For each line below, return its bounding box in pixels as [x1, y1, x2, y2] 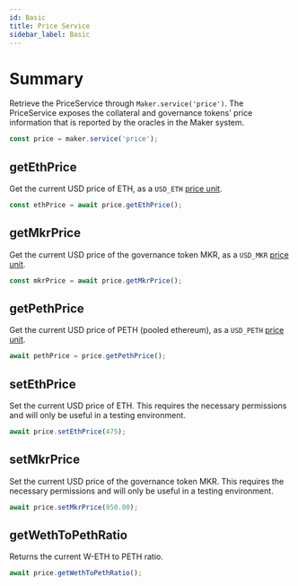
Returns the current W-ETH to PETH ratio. [9, 551, 163, 562]
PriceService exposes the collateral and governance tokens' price [9, 108, 253, 118]
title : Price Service [9, 22, 91, 31]
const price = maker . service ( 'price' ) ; [9, 135, 159, 144]
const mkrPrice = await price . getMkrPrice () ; [9, 276, 182, 285]
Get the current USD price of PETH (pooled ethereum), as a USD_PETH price [9, 325, 285, 336]
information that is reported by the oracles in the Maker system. [9, 118, 245, 128]
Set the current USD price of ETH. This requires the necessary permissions [9, 400, 287, 411]
